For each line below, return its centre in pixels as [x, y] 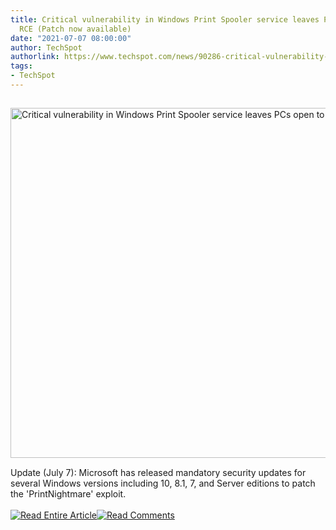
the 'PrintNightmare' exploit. [68, 493]
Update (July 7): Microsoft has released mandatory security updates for [158, 472]
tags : [21, 66]
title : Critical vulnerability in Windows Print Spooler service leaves [165, 19]
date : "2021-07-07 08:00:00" [71, 38]
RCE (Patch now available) [75, 29]
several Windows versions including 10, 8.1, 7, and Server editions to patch [163, 483]
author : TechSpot [46, 47]
